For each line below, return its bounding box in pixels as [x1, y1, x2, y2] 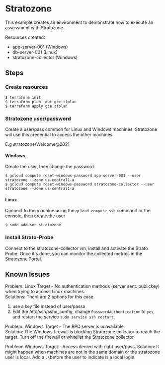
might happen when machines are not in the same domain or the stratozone [5, 349, 161, 355]
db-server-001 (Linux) [12, 49, 58, 55]
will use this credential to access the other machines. [5, 131, 114, 137]
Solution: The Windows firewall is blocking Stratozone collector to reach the [5, 329, 161, 335]
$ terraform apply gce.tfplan [5, 104, 68, 109]
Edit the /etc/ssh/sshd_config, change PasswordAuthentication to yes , [12, 308, 155, 315]
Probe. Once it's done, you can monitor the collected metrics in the [5, 250, 143, 256]
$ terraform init [5, 95, 41, 100]
